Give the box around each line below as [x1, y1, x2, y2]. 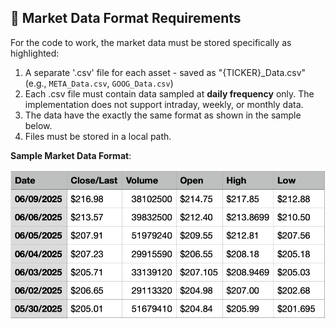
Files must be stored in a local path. [24, 130, 172, 142]
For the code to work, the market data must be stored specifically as [10, 36, 292, 48]
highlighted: [10, 47, 60, 59]
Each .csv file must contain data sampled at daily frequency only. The [24, 87, 315, 100]
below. [24, 119, 53, 131]
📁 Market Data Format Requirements [10, 10, 242, 27]
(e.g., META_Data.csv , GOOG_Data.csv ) [24, 77, 174, 89]
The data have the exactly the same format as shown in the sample [24, 109, 302, 121]
